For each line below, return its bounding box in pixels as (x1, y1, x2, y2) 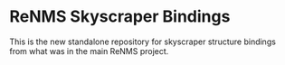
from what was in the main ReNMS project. (9, 45, 169, 56)
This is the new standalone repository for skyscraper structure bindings (9, 36, 276, 47)
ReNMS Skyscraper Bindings (9, 6, 231, 27)
